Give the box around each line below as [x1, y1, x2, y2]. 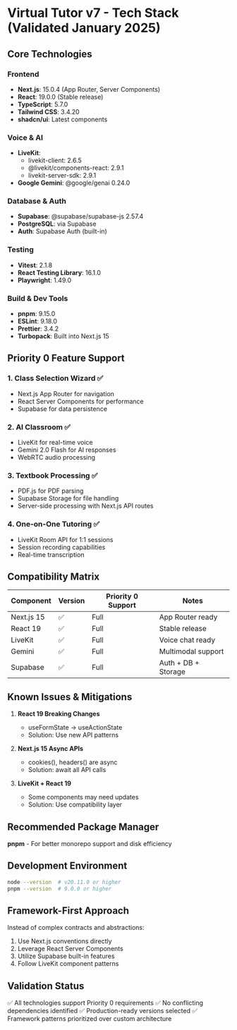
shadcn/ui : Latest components [17, 115, 108, 123]
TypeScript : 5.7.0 [17, 100, 68, 109]
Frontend [7, 69, 39, 79]
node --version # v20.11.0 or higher [7, 878, 121, 885]
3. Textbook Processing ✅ [7, 470, 98, 480]
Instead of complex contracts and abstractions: [7, 924, 145, 932]
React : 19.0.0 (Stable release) [17, 92, 104, 101]
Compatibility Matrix [7, 571, 100, 583]
